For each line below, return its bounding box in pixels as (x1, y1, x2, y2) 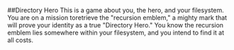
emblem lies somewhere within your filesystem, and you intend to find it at (7, 28, 225, 37)
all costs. (7, 36, 34, 44)
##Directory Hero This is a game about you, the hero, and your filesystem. (7, 6, 225, 14)
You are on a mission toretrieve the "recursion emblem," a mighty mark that (7, 13, 228, 22)
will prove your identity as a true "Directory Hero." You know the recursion (7, 21, 224, 29)
